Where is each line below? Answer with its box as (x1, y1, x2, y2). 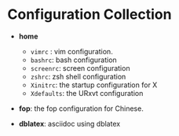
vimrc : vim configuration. (30, 46, 113, 56)
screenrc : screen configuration (30, 63, 130, 72)
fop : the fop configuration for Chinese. (18, 104, 144, 113)
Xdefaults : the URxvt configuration (30, 88, 144, 97)
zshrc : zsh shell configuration (30, 72, 126, 81)
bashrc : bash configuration (30, 55, 117, 64)
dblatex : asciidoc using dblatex (18, 119, 121, 128)
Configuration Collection (7, 6, 172, 24)
